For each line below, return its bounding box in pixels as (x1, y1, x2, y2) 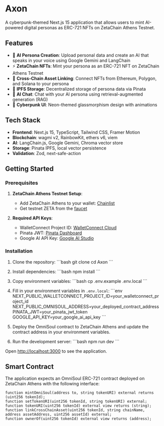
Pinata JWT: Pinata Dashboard (19, 230, 82, 236)
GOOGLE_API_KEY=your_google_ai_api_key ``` (12, 314, 107, 320)
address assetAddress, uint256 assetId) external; (5, 412, 112, 417)
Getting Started (5, 164, 54, 173)
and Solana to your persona (12, 80, 69, 87)
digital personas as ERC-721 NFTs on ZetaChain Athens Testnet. (24, 24, 155, 30)
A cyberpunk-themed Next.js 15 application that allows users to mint (5, 19, 145, 25)
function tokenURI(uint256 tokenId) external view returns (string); (5, 403, 152, 409)
